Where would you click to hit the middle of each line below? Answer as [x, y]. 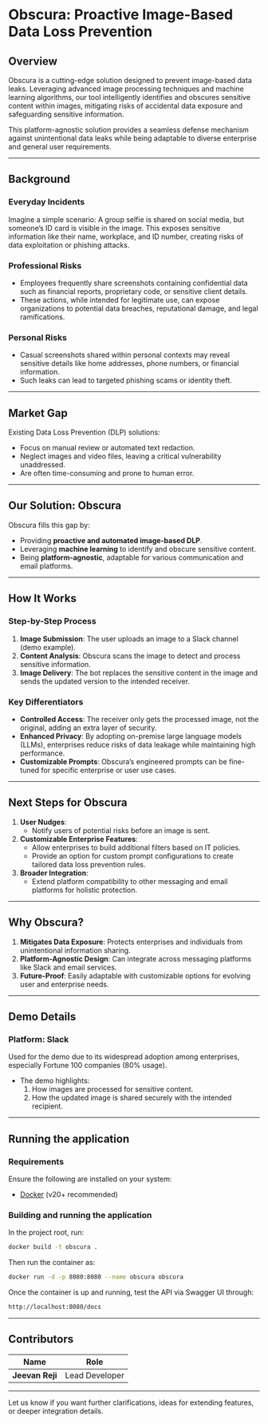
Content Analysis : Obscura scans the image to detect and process [130, 656]
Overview [33, 61]
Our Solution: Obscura [65, 506]
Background [39, 179]
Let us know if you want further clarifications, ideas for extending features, [131, 1402]
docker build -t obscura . [53, 1247]
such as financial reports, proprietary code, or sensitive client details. [134, 291]
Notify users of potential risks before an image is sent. [121, 830]
